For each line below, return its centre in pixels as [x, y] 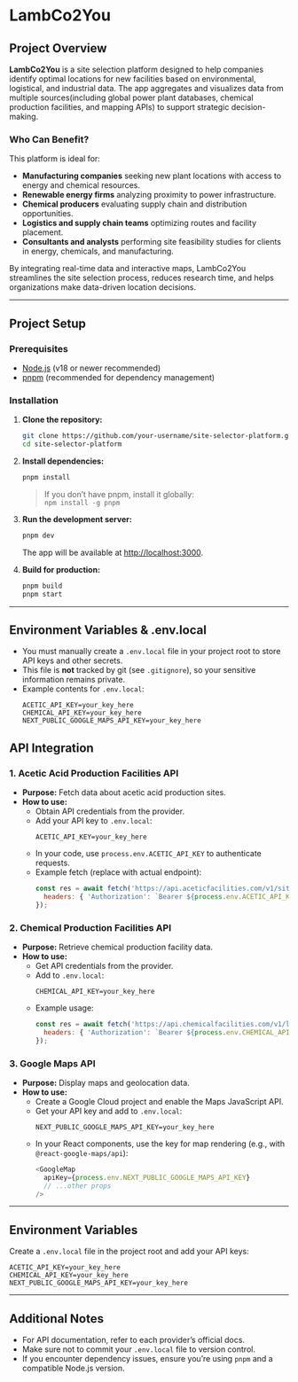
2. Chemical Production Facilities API [90, 927]
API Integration [52, 748]
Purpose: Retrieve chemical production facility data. [117, 947]
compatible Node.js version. [73, 1368]
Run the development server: [77, 519]
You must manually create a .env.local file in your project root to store [151, 652]
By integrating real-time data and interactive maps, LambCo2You [128, 269]
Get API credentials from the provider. [104, 965]
